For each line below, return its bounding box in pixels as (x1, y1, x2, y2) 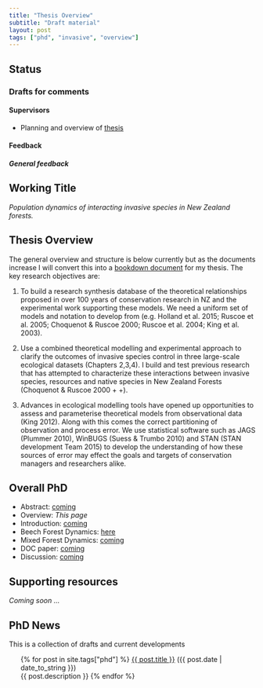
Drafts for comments (9, 86, 89, 97)
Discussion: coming (20, 552, 85, 562)
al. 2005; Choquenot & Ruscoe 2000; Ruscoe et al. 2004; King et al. (20, 320, 240, 329)
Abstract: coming (20, 502, 77, 511)
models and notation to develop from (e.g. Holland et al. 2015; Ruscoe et (20, 311, 254, 320)
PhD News (9, 618, 61, 632)
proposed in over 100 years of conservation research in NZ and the (20, 295, 237, 304)
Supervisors (9, 105, 50, 115)
